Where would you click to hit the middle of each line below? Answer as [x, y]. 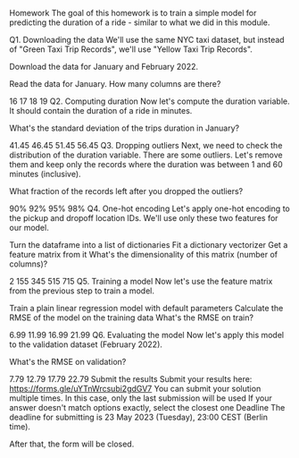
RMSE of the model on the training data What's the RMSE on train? [132, 318]
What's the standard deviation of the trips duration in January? [124, 128]
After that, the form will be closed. [72, 444]
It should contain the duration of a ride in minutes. [101, 110]
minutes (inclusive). [46, 174]
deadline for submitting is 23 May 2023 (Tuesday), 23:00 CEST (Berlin [138, 417]
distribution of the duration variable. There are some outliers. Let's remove [146, 155]
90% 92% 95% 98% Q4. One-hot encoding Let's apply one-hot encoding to [149, 208]
